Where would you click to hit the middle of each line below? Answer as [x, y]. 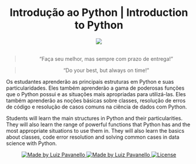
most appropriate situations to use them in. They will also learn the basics [95, 130]
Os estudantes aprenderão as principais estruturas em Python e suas [90, 81]
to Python [99, 25]
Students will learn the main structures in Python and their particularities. [94, 118]
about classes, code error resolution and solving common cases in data [93, 137]
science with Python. [31, 143]
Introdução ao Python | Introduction [99, 13]
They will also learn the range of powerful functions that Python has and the [98, 124]
